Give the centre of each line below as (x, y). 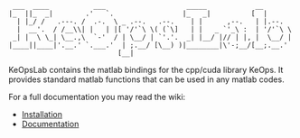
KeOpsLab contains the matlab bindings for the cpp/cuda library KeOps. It (146, 70)
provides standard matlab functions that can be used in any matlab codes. (147, 79)
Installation (42, 114)
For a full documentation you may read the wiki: (97, 97)
